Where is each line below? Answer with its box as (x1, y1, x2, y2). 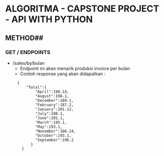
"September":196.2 (35, 137, 74, 142)
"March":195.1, (35, 120, 67, 125)
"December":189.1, (35, 98, 74, 103)
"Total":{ (26, 85, 47, 90)
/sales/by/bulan (12, 60, 45, 66)
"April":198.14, (35, 89, 69, 94)
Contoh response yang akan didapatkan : (20, 71, 106, 77)
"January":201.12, (35, 106, 74, 112)
